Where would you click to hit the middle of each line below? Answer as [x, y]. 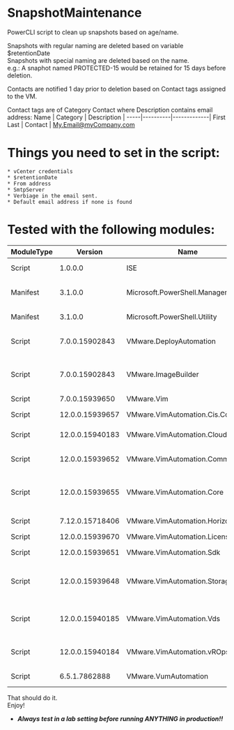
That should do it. [32, 698]
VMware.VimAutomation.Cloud [177, 434]
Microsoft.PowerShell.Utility [172, 317]
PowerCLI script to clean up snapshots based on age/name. [93, 32]
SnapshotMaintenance [75, 13]
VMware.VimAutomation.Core [175, 492]
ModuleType [32, 251]
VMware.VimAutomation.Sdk [173, 552]
